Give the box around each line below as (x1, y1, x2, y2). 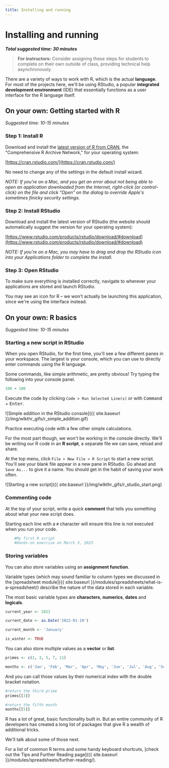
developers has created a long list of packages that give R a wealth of (5, 721, 150, 728)
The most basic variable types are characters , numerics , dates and (5, 594, 147, 600)
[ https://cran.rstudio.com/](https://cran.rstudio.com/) (5, 159, 116, 165)
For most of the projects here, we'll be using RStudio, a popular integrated (5, 81, 159, 87)
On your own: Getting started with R (5, 106, 120, 115)
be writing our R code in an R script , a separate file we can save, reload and (5, 441, 162, 447)
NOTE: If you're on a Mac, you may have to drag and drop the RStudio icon (5, 249, 161, 255)
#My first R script (14, 536, 55, 541)
